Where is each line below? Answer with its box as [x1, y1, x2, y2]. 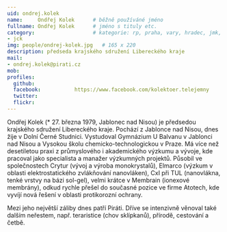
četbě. [7, 218, 25, 227]
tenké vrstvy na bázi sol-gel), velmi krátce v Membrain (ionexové [7, 176, 190, 184]
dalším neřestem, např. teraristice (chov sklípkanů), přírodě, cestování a [7, 211, 209, 219]
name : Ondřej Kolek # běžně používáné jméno [7, 16, 164, 23]
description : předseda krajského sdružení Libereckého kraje [7, 49, 185, 55]
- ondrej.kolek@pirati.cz [7, 61, 81, 68]
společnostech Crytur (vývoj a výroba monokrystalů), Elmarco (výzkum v [7, 162, 213, 170]
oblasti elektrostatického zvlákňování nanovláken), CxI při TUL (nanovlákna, [7, 168, 221, 177]
